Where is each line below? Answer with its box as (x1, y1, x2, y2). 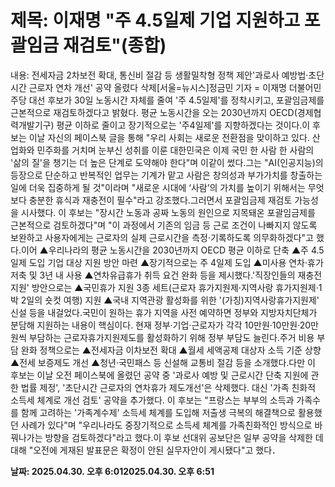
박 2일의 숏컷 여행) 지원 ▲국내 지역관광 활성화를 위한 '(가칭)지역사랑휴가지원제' (10, 294, 320, 306)
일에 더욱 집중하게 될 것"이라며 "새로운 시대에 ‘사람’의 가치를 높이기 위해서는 (10, 181, 306, 193)
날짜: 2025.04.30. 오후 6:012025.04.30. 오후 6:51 (10, 465, 215, 477)
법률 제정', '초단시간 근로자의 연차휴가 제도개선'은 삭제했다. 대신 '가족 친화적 (20, 381, 317, 393)
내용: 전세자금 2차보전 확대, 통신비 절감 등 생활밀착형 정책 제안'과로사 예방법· (10, 69, 309, 81)
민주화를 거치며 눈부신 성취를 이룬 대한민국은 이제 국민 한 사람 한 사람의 (36, 144, 315, 156)
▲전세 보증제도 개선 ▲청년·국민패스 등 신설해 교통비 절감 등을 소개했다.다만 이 (10, 356, 316, 368)
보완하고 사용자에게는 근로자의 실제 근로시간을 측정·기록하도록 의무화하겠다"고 (10, 231, 314, 243)
